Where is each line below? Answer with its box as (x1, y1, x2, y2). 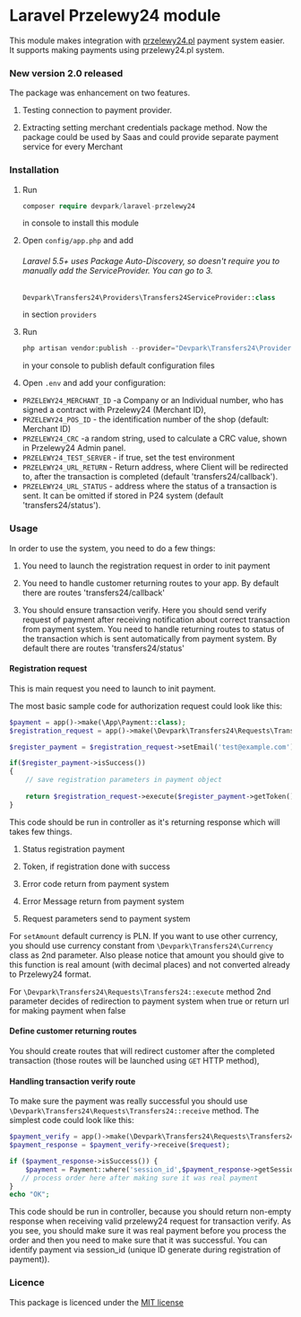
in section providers (21, 309, 97, 320)
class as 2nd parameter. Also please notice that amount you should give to (9, 949, 285, 961)
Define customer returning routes (9, 1025, 137, 1037)
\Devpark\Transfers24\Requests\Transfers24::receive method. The (9, 1105, 260, 1116)
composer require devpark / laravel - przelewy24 (21, 201, 195, 211)
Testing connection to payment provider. (21, 105, 173, 116)
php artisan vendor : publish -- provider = (21, 344, 176, 353)
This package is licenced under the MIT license (9, 1296, 185, 1307)
